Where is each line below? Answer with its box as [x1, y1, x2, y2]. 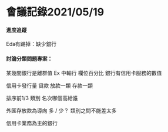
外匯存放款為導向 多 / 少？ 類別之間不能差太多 [6, 107, 117, 114]
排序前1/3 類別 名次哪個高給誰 [6, 94, 78, 101]
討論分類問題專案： [6, 55, 53, 62]
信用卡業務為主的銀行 [6, 119, 58, 127]
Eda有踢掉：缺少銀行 [6, 41, 57, 48]
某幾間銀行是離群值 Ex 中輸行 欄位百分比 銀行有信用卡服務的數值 [6, 69, 162, 77]
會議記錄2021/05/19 [6, 5, 105, 19]
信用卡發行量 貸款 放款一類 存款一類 [6, 82, 93, 89]
